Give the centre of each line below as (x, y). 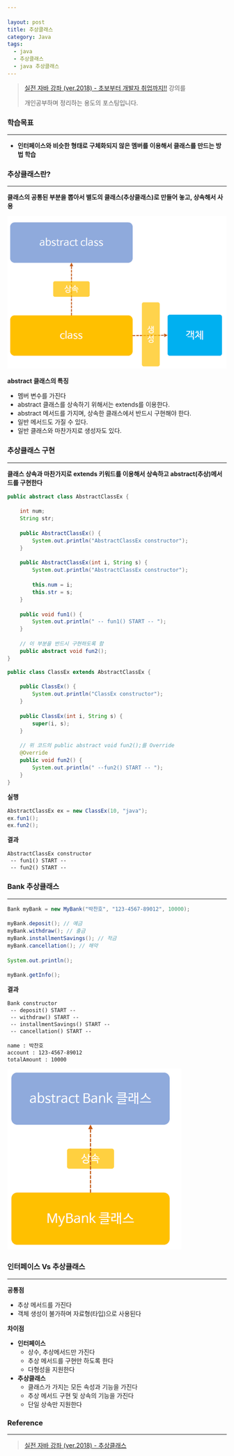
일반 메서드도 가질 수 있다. (53, 422)
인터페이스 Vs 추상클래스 (46, 1267)
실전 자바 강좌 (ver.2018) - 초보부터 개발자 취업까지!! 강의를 (105, 88)
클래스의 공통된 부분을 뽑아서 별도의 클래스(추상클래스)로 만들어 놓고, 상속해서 (112, 197)
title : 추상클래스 (30, 29)
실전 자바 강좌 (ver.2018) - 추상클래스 (75, 1445)
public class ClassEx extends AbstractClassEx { (79, 672)
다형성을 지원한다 (51, 1369)
